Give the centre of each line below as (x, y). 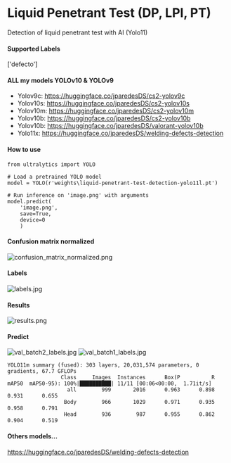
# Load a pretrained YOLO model (54, 177)
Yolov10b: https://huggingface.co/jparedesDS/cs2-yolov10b (104, 118)
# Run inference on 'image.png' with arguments (78, 195)
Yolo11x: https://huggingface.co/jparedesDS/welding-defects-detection (120, 133)
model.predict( (29, 201)
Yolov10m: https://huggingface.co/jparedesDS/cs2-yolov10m (106, 111)
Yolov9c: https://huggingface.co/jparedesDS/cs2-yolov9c (101, 96)
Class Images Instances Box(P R (138, 378)
